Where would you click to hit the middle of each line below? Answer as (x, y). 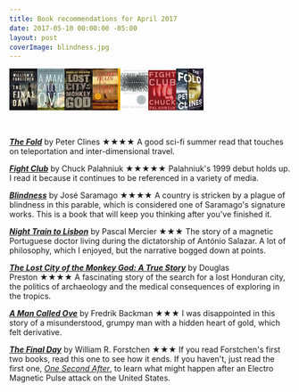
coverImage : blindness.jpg (59, 47)
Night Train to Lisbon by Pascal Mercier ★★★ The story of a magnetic (141, 232)
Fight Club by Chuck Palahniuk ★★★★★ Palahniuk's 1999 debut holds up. (150, 168)
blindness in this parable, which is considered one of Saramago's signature (147, 205)
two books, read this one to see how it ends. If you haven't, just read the (142, 359)
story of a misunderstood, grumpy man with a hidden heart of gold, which (145, 323)
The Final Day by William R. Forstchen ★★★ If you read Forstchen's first (145, 350)
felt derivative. (36, 332)
